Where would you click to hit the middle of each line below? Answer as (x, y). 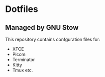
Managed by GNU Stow (42, 28)
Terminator (24, 60)
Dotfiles (22, 9)
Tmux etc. (23, 70)
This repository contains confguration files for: (53, 39)
